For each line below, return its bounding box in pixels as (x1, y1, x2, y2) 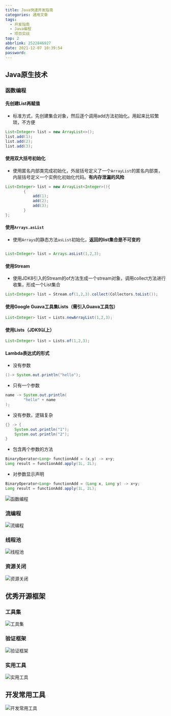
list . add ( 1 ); (5, 134, 33, 139)
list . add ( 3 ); (5, 143, 33, 149)
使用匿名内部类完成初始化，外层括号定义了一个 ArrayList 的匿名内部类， (12, 167, 163, 174)
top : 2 (5, 36, 19, 41)
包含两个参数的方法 (12, 446, 53, 452)
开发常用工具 (5, 690, 46, 699)
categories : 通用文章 (5, 12, 48, 17)
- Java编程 (10, 27, 32, 32)
